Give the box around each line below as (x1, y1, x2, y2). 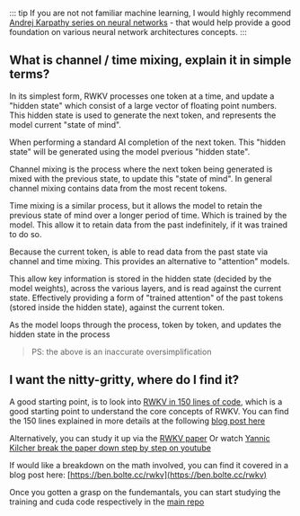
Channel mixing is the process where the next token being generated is (9, 164, 273, 174)
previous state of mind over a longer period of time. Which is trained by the (9, 209, 287, 220)
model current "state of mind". (9, 119, 121, 129)
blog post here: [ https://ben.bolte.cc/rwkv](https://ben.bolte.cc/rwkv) (9, 469, 268, 480)
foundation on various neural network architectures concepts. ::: (9, 27, 247, 37)
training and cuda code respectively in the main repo (9, 496, 205, 507)
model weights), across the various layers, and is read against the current (9, 282, 281, 293)
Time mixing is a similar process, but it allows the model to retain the (9, 200, 263, 210)
